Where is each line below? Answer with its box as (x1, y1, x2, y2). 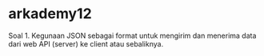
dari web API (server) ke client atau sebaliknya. (8, 39, 164, 48)
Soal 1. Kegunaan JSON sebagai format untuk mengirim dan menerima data (8, 31, 257, 40)
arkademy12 (8, 5, 92, 23)
